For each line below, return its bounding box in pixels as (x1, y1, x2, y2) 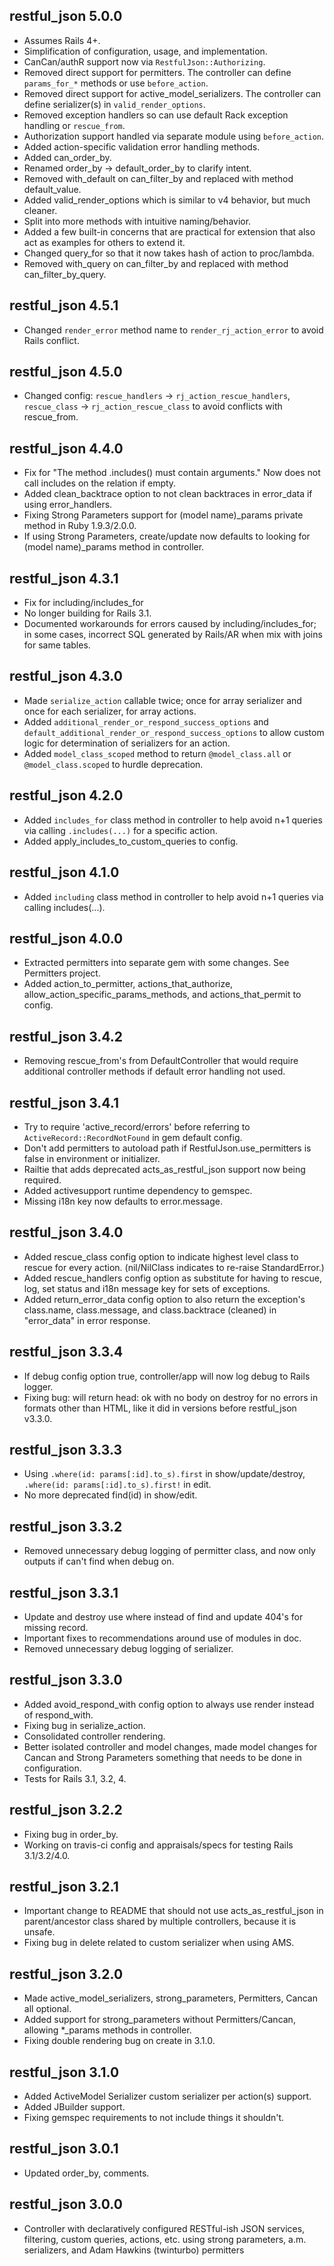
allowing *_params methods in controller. (23, 2024, 192, 2036)
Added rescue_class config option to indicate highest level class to (23, 1250, 299, 1263)
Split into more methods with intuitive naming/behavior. (23, 215, 252, 227)
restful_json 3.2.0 (9, 1965, 124, 1983)
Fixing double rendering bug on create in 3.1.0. (23, 2035, 216, 2047)
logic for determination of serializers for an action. (23, 737, 231, 749)
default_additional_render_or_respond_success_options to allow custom (23, 726, 325, 738)
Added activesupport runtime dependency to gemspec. (23, 1184, 253, 1196)
